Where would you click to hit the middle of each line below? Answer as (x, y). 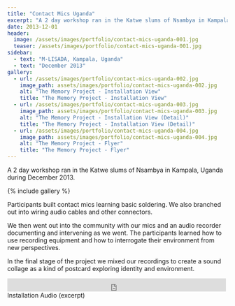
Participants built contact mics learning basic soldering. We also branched (114, 204)
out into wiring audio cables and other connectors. (80, 212)
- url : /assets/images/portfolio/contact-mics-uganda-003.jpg (106, 105)
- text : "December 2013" (50, 66)
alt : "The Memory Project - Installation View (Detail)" (105, 117)
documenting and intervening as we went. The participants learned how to (115, 233)
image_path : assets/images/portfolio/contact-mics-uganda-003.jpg (119, 111)
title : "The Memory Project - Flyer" (75, 150)
